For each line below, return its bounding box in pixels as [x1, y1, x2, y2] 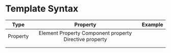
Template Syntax [5, 3, 79, 14]
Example [141, 21, 163, 28]
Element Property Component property [39, 29, 132, 36]
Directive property [63, 35, 107, 42]
